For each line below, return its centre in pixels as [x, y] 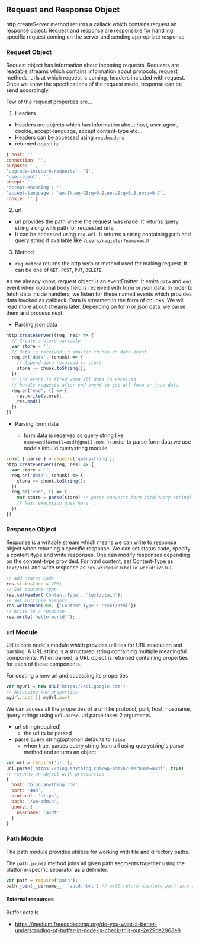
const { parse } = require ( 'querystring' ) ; [61, 459]
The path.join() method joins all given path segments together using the [96, 863]
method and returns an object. [60, 752]
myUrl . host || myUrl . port [38, 698]
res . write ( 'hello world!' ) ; [41, 617]
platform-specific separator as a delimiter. [57, 869]
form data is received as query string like [73, 435]
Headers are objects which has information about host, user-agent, [97, 125]
